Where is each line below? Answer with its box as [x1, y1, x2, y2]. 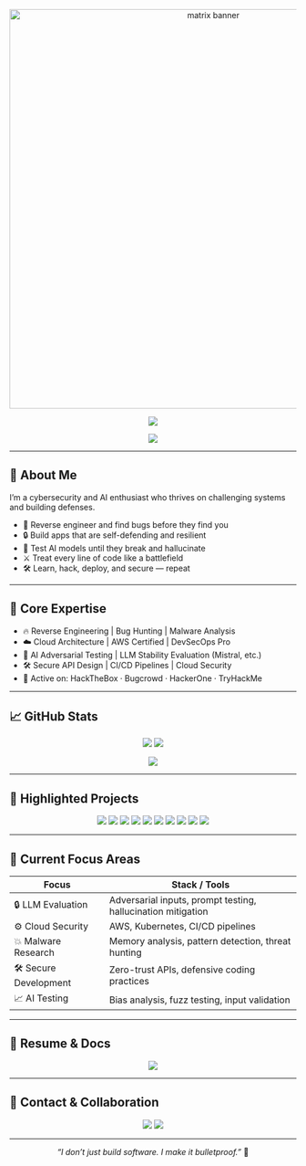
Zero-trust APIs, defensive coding [108, 963, 256, 976]
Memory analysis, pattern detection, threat [108, 935, 291, 948]
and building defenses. [9, 501, 96, 512]
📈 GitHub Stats [9, 709, 98, 725]
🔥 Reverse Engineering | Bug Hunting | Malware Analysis [22, 625, 236, 636]
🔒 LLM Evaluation [14, 898, 88, 910]
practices [108, 974, 150, 987]
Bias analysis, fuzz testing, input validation [108, 993, 291, 1006]
